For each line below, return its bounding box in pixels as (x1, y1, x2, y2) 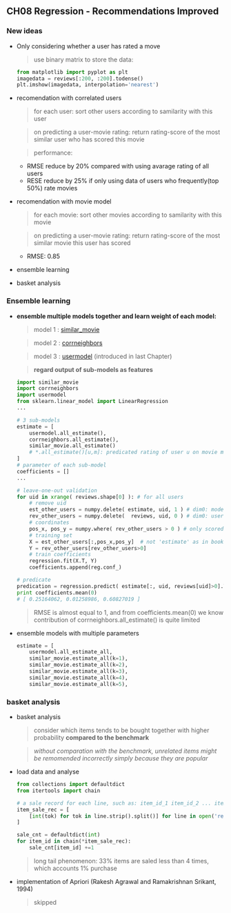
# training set (29, 531, 73, 539)
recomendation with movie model (16, 197, 112, 206)
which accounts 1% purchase (33, 864, 118, 872)
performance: (33, 148, 73, 157)
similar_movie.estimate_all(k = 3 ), (29, 668, 128, 675)
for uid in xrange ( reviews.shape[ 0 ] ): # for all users (16, 493, 184, 500)
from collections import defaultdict (16, 781, 125, 788)
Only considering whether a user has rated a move (16, 41, 161, 50)
